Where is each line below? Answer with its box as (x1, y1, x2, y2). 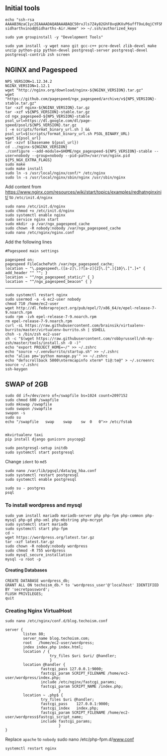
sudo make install (5, 166, 43, 171)
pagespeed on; (5, 257, 35, 262)
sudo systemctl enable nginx (5, 212, 66, 217)
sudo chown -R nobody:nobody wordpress (5, 544, 88, 549)
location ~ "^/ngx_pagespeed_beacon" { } (5, 279, 92, 284)
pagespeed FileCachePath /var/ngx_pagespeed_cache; (5, 261, 114, 266)
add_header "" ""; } (5, 270, 48, 275)
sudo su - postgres (5, 486, 46, 491)
